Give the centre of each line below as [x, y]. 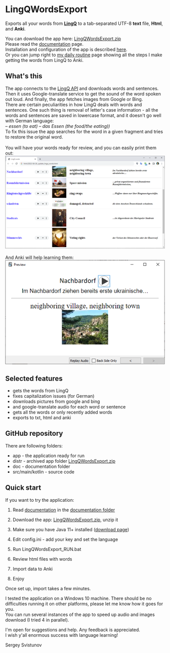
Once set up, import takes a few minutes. [48, 588]
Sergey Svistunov [24, 645]
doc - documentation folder [41, 466]
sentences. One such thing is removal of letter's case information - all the [82, 110]
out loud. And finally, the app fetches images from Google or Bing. [74, 99]
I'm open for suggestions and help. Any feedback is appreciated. [73, 630]
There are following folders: [34, 445]
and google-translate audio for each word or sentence [69, 406]
